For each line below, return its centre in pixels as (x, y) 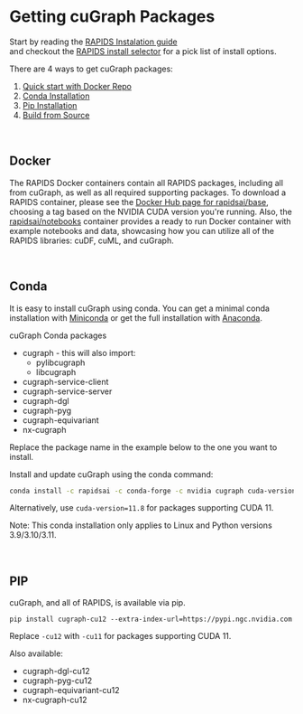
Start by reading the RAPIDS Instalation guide (93, 42)
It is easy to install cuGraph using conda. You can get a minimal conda (140, 308)
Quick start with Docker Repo (77, 86)
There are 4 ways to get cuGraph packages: (91, 69)
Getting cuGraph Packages (112, 17)
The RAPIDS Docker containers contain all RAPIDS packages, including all (147, 183)
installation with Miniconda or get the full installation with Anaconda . (136, 317)
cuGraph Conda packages (58, 335)
